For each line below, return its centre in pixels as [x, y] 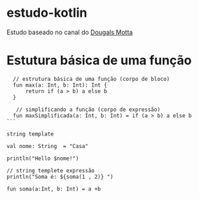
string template [30, 134]
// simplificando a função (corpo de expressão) [88, 110]
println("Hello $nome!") [43, 159]
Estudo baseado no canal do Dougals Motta [70, 32]
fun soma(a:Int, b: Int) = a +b [54, 189]
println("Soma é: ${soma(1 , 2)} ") [60, 177]
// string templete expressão [51, 170]
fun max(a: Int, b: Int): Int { [60, 85]
